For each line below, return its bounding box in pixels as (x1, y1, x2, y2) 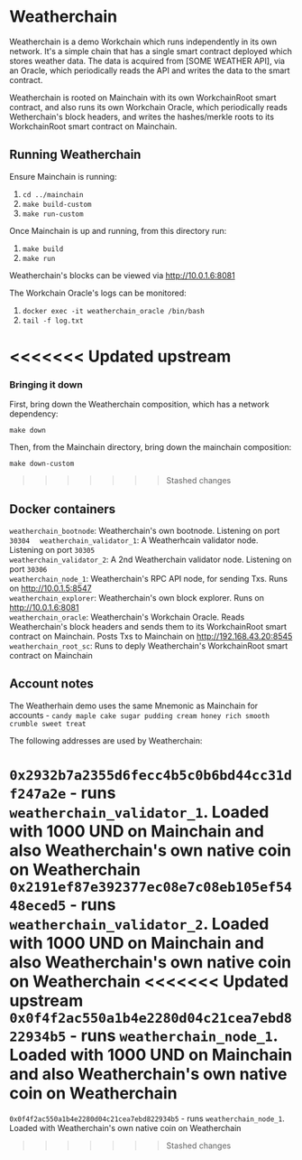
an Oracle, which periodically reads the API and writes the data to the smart (9, 65, 290, 76)
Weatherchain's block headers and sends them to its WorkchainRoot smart (9, 622, 287, 632)
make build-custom (22, 200, 92, 209)
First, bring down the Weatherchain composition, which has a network (9, 399, 270, 410)
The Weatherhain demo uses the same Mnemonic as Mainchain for (9, 700, 259, 711)
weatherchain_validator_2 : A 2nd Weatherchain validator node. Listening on (9, 554, 292, 566)
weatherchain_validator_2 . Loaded (9, 914, 270, 934)
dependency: (9, 408, 59, 419)
